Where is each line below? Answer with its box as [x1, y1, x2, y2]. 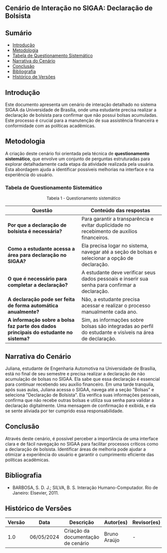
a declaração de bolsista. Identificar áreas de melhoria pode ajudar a [5, 446, 146, 452]
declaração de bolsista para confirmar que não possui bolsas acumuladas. [5, 112, 158, 118]
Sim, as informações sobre [81, 316, 144, 323]
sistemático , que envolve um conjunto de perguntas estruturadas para [5, 156, 151, 162]
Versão [7, 519, 25, 526]
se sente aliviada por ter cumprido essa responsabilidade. [5, 408, 124, 414]
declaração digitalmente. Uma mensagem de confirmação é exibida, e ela [5, 402, 156, 408]
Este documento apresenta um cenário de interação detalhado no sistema [5, 102, 157, 108]
